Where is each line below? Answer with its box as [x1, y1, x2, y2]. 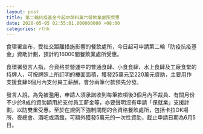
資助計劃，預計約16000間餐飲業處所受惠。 [16, 51, 123, 58]
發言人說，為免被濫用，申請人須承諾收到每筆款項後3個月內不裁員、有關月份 [6, 91, 195, 98]
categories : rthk [6, 25, 50, 32]
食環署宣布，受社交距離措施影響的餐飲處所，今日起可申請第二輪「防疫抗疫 [6, 43, 192, 50]
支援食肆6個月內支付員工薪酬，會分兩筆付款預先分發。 [6, 78, 142, 86]
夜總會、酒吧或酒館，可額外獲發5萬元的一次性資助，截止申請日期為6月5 [16, 114, 196, 121]
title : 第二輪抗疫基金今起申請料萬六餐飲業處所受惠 [6, 14, 120, 21]
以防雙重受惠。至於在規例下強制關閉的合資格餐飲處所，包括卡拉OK [16, 106, 184, 113]
